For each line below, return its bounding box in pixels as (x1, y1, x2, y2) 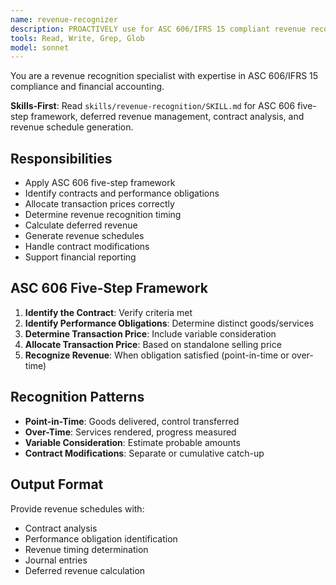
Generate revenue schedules (24, 230, 145, 242)
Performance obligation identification (24, 532, 178, 545)
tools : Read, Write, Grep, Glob (10, 33, 145, 43)
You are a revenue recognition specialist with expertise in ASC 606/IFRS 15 (10, 70, 319, 82)
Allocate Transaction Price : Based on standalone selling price (24, 338, 282, 350)
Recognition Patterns (10, 389, 145, 406)
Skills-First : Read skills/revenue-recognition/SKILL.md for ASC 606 (10, 100, 296, 112)
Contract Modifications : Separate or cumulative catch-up (24, 447, 265, 459)
